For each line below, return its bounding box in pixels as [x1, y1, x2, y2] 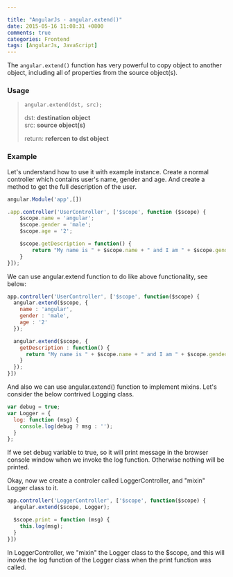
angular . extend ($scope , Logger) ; [13, 504, 110, 511]
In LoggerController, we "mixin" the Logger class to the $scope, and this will [7, 548, 225, 556]
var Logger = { [7, 410, 51, 417]
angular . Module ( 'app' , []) [7, 196, 82, 203]
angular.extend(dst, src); [24, 101, 103, 108]
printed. [7, 463, 30, 471]
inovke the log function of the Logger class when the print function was [7, 555, 212, 564]
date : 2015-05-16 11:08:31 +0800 [7, 22, 104, 30]
